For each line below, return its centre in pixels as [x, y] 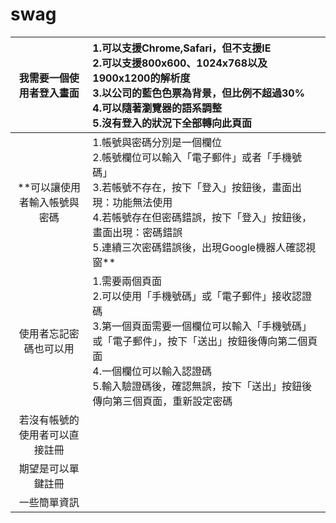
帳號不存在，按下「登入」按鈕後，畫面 [202, 187]
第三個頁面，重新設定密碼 [172, 401]
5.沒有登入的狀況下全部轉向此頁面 [172, 123]
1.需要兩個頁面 [127, 281]
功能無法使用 [142, 202]
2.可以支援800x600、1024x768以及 [180, 63]
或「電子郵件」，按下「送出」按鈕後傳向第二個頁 [205, 341]
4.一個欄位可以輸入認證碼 [152, 371]
